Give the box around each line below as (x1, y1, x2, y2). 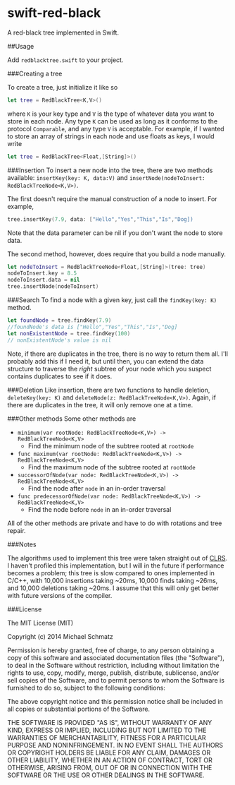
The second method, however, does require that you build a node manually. (7, 249, 227, 258)
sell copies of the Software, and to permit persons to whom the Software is (7, 676, 225, 684)
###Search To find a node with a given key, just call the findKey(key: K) (7, 296, 217, 304)
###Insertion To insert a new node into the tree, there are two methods (7, 166, 213, 174)
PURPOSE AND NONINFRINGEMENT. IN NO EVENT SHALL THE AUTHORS (7, 741, 224, 749)
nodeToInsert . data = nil (7, 277, 80, 284)
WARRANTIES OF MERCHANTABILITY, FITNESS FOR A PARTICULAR (7, 733, 206, 742)
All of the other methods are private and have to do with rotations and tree (7, 519, 222, 527)
